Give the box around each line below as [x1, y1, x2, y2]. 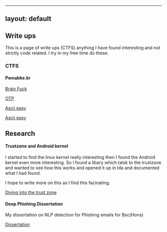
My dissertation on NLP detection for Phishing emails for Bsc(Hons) [5, 212, 144, 218]
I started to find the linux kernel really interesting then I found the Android [5, 154, 156, 160]
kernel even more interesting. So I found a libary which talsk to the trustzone [5, 159, 162, 165]
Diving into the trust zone [5, 189, 57, 195]
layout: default [5, 14, 52, 23]
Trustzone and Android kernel [5, 143, 69, 149]
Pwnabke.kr [5, 75, 31, 81]
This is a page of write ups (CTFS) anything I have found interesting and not [5, 45, 161, 51]
